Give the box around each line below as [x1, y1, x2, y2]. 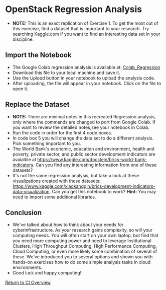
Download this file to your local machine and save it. [12, 69, 120, 76]
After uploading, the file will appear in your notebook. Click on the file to [12, 80, 161, 86]
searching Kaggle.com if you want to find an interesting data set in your [12, 31, 160, 37]
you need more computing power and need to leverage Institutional [12, 238, 151, 244]
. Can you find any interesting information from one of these [33, 162, 157, 168]
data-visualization [12, 188, 50, 194]
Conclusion [5, 208, 42, 217]
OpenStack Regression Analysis [5, 4, 142, 15]
